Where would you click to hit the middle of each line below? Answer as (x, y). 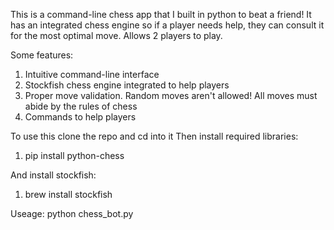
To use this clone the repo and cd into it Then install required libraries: (154, 136)
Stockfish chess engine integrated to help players (127, 85)
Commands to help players (80, 117)
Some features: (42, 55)
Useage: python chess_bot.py (72, 213)
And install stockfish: (53, 175)
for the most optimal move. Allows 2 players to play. (116, 35)
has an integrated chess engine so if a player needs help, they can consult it (167, 25)
